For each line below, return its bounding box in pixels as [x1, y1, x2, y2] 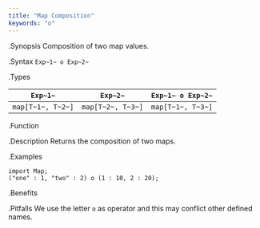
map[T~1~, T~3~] [150, 102, 214, 112]
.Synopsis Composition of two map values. [8, 41, 150, 50]
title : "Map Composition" [8, 11, 94, 20]
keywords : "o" [8, 19, 56, 27]
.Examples [8, 151, 42, 161]
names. [8, 212, 33, 222]
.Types [8, 72, 30, 81]
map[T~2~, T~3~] [81, 102, 144, 112]
